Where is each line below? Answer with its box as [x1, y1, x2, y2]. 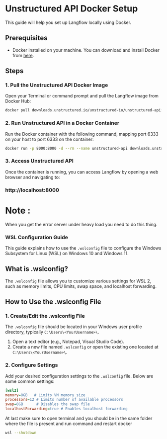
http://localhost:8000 [5, 186, 60, 193]
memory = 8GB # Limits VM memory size [5, 392, 85, 398]
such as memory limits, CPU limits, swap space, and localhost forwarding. [5, 283, 157, 289]
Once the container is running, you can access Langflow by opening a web [5, 169, 159, 175]
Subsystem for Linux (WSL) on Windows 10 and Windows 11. [5, 250, 129, 256]
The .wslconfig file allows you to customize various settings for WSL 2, [5, 278, 152, 284]
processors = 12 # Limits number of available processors [5, 397, 123, 402]
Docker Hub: [5, 98, 31, 104]
